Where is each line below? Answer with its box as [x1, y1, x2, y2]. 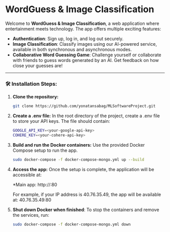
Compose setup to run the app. [12, 147, 78, 153]
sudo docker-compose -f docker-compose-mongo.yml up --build [12, 157, 145, 162]
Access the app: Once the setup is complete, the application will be [12, 166, 154, 172]
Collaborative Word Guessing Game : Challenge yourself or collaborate [12, 52, 161, 58]
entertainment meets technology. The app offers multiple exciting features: [5, 25, 161, 31]
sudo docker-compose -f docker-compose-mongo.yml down [12, 222, 131, 227]
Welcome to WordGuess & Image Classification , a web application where [5, 20, 159, 26]
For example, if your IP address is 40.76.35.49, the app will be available [12, 191, 161, 197]
